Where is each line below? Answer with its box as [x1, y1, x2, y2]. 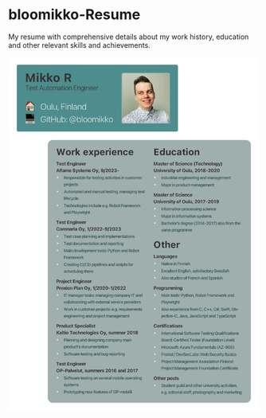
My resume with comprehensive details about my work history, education [8, 32, 249, 41]
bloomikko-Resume [8, 6, 141, 24]
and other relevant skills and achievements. [8, 40, 151, 49]
